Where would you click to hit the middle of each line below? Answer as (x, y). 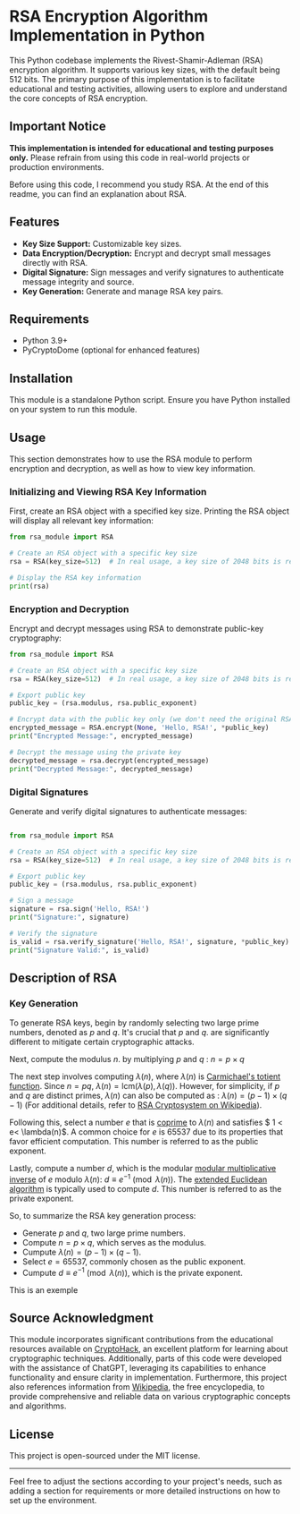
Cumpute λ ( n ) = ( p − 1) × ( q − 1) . (81, 1252)
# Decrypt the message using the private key (95, 752)
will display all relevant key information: (82, 521)
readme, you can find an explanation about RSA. (98, 193)
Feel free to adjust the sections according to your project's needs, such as (146, 1482)
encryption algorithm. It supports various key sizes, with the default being (145, 70)
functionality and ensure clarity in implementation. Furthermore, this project (148, 1378)
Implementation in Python (107, 35)
